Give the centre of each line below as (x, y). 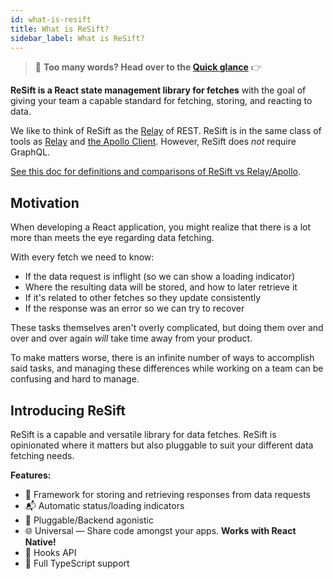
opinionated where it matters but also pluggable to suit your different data (162, 445)
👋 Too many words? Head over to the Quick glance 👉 (148, 67)
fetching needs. (42, 455)
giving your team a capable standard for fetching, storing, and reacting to (161, 101)
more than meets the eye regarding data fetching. (112, 238)
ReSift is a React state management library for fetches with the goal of (158, 90)
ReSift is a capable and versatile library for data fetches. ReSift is (143, 434)
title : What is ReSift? (60, 29)
